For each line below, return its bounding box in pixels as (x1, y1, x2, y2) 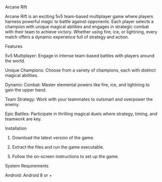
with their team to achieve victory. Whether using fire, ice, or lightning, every (5, 29, 158, 34)
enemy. (5, 102, 20, 107)
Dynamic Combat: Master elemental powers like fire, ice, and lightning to (5, 82, 150, 88)
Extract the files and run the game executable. (12, 144, 104, 150)
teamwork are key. (5, 116, 42, 121)
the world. (5, 58, 26, 63)
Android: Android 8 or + (5, 172, 52, 178)
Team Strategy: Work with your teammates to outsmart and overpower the (5, 96, 153, 102)
